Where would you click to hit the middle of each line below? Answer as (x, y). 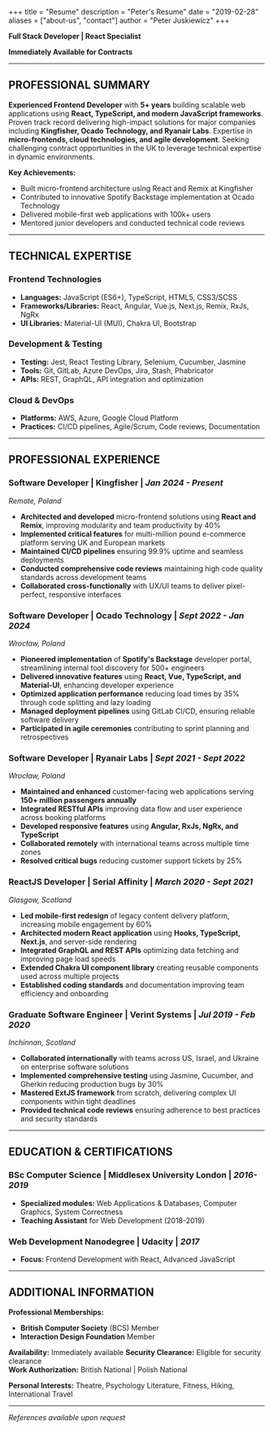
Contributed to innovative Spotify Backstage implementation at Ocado (137, 197)
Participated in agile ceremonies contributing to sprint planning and (134, 729)
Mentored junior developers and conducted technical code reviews (132, 222)
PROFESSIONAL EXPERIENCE (84, 460)
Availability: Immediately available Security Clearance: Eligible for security (135, 1352)
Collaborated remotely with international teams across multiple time (134, 844)
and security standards (59, 1118)
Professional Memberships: (56, 1312)
